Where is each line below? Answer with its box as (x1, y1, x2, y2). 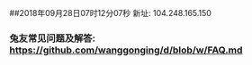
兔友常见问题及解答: (9, 32, 96, 45)
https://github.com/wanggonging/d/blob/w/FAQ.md (9, 44, 243, 56)
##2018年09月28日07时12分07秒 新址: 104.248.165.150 (9, 8, 211, 18)
